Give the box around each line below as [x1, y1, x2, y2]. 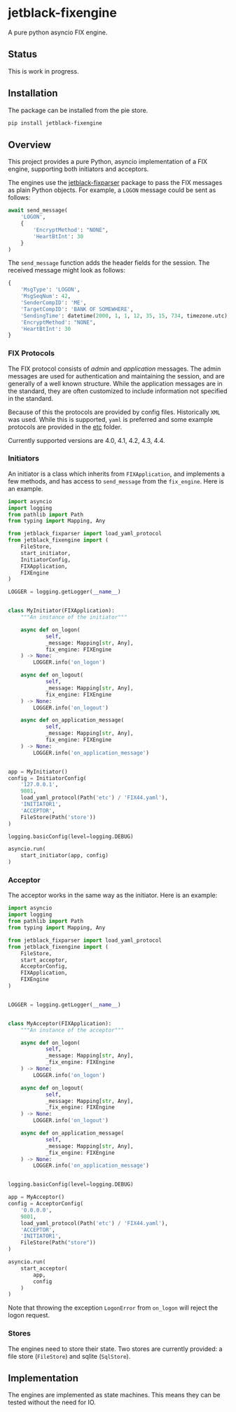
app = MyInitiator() [8, 768, 69, 775]
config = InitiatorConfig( [8, 774, 87, 782]
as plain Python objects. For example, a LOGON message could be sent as [8, 186, 216, 194]
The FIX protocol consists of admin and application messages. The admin [8, 364, 221, 373]
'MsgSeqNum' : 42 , [20, 293, 71, 300]
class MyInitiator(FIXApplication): [8, 608, 115, 615]
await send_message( [8, 207, 69, 214]
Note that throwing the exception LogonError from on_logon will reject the [8, 1303, 218, 1312]
